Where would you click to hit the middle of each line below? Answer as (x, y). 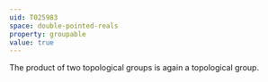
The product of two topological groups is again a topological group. (134, 68)
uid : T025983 (34, 17)
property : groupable (48, 34)
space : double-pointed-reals (64, 26)
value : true (31, 42)
